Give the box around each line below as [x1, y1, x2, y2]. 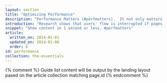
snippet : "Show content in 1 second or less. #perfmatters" [5, 26, 134, 31]
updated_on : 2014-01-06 [10, 40, 59, 45]
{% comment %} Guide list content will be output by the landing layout [5, 67, 150, 73]
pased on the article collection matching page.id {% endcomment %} [5, 73, 148, 79]
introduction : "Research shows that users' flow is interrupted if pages [5, 21, 163, 26]
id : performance [5, 49, 39, 54]
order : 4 [10, 44, 28, 49]
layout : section [5, 7, 39, 12]
